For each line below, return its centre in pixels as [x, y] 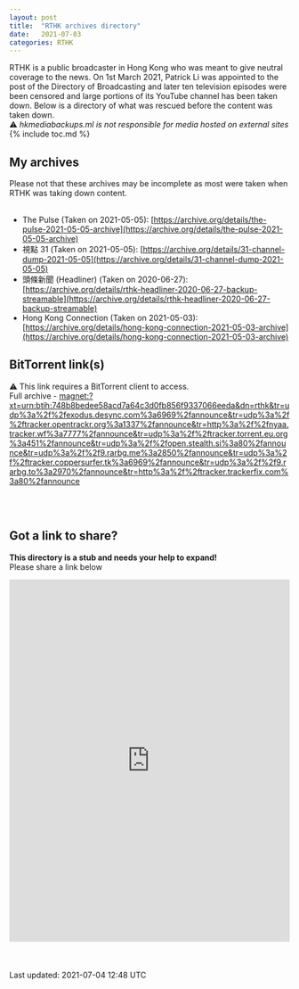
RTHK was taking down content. [68, 194]
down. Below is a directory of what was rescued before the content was [141, 106]
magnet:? [76, 396]
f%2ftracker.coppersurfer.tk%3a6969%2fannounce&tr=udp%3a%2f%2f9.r [148, 462]
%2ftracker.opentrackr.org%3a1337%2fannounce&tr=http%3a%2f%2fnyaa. [149, 424]
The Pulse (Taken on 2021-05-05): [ [88, 220]
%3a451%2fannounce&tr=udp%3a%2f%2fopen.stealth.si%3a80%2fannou [148, 443]
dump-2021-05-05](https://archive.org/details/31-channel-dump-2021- [153, 260]
